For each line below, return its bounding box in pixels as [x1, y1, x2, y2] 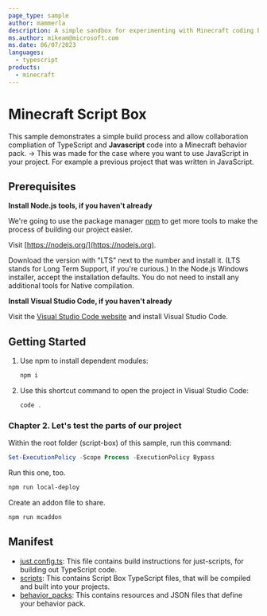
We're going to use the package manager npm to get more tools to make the [8, 216, 258, 226]
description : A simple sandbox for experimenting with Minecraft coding [8, 26, 254, 34]
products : [8, 64, 41, 72]
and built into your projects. [19, 582, 110, 591]
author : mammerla [8, 19, 66, 27]
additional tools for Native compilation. [8, 281, 135, 290]
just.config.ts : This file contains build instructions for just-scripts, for [19, 556, 244, 566]
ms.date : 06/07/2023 [8, 41, 77, 49]
